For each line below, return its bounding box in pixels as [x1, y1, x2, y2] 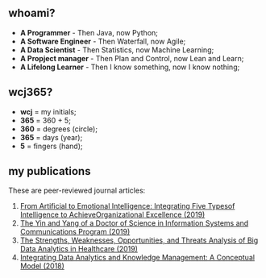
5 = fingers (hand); [19, 141, 83, 151]
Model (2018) [19, 261, 64, 271]
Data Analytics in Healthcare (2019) [19, 244, 139, 254]
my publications [8, 164, 91, 178]
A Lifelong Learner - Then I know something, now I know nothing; [19, 62, 240, 72]
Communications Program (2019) [19, 227, 131, 237]
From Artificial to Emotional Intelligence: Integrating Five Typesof [19, 201, 235, 211]
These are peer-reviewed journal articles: [8, 185, 146, 196]
